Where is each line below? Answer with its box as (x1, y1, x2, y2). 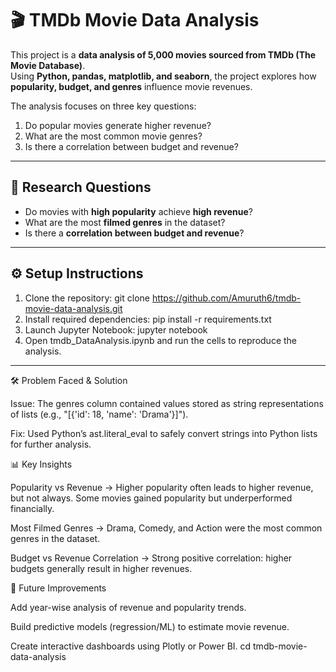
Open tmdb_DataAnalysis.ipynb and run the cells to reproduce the (24, 334, 298, 346)
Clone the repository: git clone (24, 292, 150, 304)
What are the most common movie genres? (24, 130, 203, 142)
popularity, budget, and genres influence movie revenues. (10, 80, 253, 92)
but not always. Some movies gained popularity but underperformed (10, 492, 293, 504)
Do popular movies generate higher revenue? (24, 119, 212, 131)
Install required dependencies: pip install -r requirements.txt (24, 313, 272, 325)
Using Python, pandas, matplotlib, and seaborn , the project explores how (10, 70, 317, 82)
